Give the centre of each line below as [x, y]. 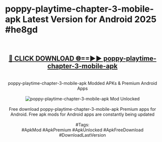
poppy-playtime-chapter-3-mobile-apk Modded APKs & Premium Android [82, 83]
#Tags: [82, 124]
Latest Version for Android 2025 [89, 19]
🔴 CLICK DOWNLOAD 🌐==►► [55, 59]
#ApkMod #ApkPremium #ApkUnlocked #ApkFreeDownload [82, 130]
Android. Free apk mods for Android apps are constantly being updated [82, 114]
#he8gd [21, 30]
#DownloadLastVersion [82, 135]
